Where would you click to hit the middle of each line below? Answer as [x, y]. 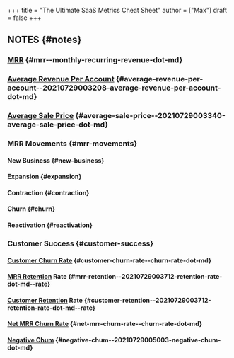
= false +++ [24, 18]
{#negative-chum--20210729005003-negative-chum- [138, 340]
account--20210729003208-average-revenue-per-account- [114, 88]
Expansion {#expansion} [45, 177]
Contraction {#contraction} [48, 192]
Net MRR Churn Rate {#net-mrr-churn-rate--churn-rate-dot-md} [105, 324]
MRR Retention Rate [37, 277]
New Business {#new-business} [56, 160]
